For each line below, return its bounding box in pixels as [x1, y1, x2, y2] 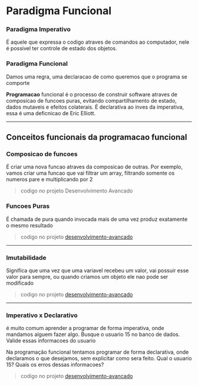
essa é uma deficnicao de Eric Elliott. [6, 109, 96, 116]
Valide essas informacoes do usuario [6, 337, 96, 344]
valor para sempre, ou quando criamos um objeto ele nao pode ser [6, 273, 169, 280]
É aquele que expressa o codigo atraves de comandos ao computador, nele [6, 38, 190, 45]
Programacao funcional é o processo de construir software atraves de [6, 90, 178, 98]
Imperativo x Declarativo [6, 311, 78, 319]
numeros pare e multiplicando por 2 [6, 176, 93, 183]
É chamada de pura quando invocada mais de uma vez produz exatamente [6, 216, 188, 223]
